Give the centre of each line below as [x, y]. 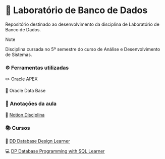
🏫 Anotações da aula [31, 104]
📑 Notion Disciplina [25, 115]
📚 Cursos [18, 128]
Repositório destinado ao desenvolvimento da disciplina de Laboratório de [82, 24]
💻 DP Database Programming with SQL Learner [55, 151]
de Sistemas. [19, 55]
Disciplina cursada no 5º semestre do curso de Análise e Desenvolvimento [83, 49]
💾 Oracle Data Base [25, 91]
